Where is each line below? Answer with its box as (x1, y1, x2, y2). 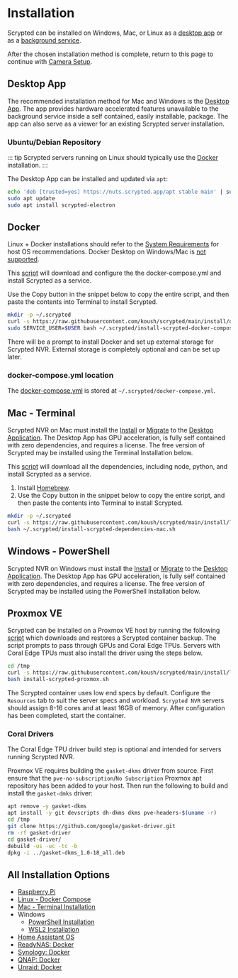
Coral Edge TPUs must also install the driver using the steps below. (7, 648, 203, 658)
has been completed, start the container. (7, 712, 126, 720)
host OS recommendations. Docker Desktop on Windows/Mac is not (7, 247, 207, 256)
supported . (7, 255, 40, 263)
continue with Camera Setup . (7, 57, 93, 65)
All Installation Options (7, 869, 110, 881)
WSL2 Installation (28, 925, 79, 934)
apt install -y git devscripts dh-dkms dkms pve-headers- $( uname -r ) (7, 810, 217, 817)
